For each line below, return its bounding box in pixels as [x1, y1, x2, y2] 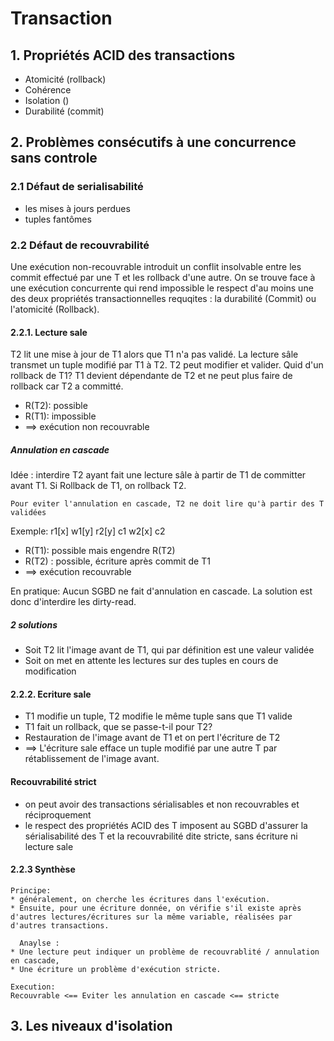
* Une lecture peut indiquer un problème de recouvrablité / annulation [10, 947, 320, 957]
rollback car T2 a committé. [10, 380, 124, 392]
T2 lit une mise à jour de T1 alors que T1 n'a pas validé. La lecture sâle [10, 348, 299, 361]
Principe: [10, 885, 52, 896]
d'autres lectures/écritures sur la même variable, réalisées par [10, 912, 293, 922]
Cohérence [24, 84, 72, 96]
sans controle [10, 150, 98, 167]
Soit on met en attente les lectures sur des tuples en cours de [24, 655, 279, 667]
